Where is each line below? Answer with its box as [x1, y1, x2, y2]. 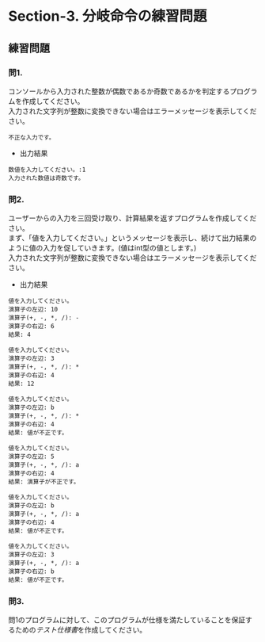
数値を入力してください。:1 [8, 166, 86, 174]
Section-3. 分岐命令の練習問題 [8, 7, 207, 25]
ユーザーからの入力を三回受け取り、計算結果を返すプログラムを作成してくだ [8, 213, 257, 223]
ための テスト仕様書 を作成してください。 [14, 625, 147, 635]
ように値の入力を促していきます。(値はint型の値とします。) [8, 243, 197, 253]
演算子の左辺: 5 [8, 453, 55, 460]
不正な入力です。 [8, 133, 55, 141]
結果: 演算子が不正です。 [8, 478, 80, 486]
